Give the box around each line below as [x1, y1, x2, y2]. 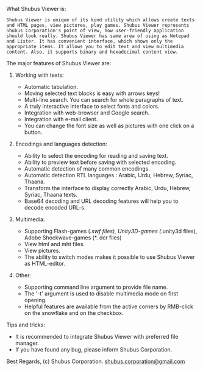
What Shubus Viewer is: [6, 5, 66, 12]
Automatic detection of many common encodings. [24, 165, 151, 172]
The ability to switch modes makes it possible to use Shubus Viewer [24, 253, 195, 261]
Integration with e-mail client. [24, 116, 98, 122]
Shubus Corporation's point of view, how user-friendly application [6, 27, 184, 34]
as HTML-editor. [24, 260, 65, 267]
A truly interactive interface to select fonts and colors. [24, 103, 160, 110]
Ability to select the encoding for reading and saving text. [24, 152, 169, 159]
